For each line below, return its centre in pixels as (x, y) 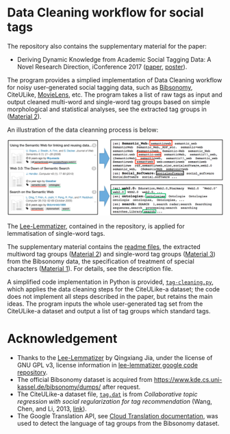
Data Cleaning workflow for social (105, 13)
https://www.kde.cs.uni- (188, 379)
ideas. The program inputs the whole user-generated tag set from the (105, 304)
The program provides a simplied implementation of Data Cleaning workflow (115, 80)
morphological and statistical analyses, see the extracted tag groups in (107, 109)
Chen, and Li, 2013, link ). (52, 409)
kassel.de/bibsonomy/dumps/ (59, 387)
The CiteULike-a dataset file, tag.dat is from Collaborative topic (107, 394)
